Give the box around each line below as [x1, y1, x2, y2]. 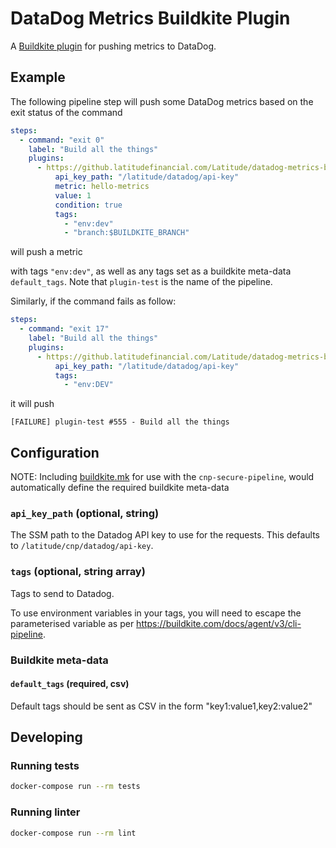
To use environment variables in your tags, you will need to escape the [10, 607, 302, 619]
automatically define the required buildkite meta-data [10, 482, 230, 494]
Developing [10, 729, 83, 746]
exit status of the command [10, 106, 123, 118]
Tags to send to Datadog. [10, 587, 115, 599]
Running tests [10, 759, 80, 773]
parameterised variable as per [10, 617, 135, 629]
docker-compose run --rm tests [10, 782, 141, 792]
